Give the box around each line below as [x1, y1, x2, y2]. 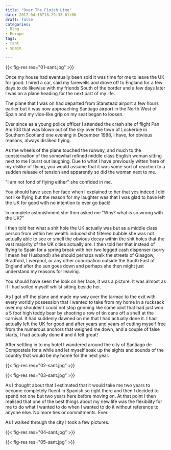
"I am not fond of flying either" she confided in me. [5, 178, 112, 185]
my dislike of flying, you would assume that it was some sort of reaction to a [5, 163, 165, 169]
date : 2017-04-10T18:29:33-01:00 [5, 12, 77, 17]
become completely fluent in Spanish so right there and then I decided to [5, 387, 159, 394]
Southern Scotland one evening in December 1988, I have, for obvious [5, 131, 153, 138]
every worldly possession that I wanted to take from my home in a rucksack [5, 299, 164, 305]
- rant [5, 41, 19, 46]
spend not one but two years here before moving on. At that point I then [5, 393, 156, 399]
